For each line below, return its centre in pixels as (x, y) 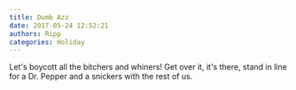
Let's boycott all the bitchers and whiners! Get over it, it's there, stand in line (148, 67)
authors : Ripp (35, 34)
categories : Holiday (47, 42)
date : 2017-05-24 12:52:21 (59, 26)
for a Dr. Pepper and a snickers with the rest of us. (101, 77)
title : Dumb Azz (39, 17)
